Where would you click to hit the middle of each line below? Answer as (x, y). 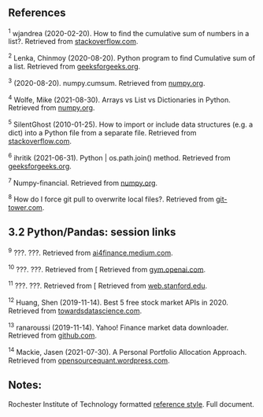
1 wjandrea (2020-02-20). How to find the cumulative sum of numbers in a (129, 32)
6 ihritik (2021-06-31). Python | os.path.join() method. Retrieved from (119, 157)
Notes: (25, 385)
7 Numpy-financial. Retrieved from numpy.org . (83, 182)
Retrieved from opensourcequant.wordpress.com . (89, 360)
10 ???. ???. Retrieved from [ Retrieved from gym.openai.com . (107, 268)
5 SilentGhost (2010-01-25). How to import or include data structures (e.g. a (131, 124)
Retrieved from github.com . (52, 336)
